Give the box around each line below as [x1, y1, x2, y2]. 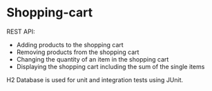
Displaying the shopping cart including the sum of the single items [16, 62, 205, 70]
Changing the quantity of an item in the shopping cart [16, 55, 169, 63]
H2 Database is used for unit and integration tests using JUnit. [6, 75, 184, 83]
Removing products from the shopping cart [16, 48, 139, 56]
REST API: [6, 27, 35, 36]
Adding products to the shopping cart [16, 40, 124, 49]
